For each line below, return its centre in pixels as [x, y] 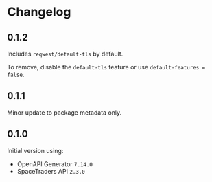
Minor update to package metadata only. [64, 112]
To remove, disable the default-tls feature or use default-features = [106, 67]
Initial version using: [35, 150]
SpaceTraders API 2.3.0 [51, 171]
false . [16, 74]
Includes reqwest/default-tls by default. [65, 54]
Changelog [39, 12]
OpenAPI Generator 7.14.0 [55, 164]
